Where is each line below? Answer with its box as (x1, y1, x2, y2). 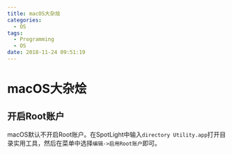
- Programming (13, 36, 54, 43)
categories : (7, 17, 42, 24)
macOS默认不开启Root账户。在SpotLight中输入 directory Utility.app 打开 (7, 130, 220, 139)
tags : (7, 29, 23, 37)
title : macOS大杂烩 (7, 10, 61, 17)
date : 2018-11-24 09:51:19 (7, 49, 86, 56)
